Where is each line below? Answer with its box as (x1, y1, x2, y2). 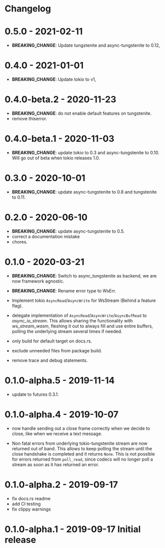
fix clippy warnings (11, 506, 51, 512)
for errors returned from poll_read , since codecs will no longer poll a (11, 456, 153, 462)
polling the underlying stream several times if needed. (11, 328, 123, 334)
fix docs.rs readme (11, 495, 51, 502)
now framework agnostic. (11, 278, 65, 284)
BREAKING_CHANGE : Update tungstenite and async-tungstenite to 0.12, (11, 42, 161, 48)
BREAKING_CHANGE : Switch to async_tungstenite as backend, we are (11, 273, 157, 278)
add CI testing (11, 501, 41, 507)
